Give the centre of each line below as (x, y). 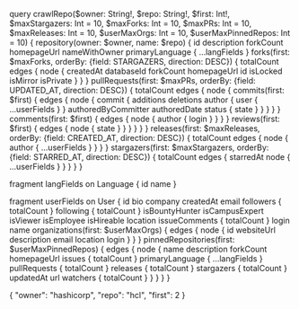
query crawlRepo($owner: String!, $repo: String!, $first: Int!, (120, 14)
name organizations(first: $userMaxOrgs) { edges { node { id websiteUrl (143, 230)
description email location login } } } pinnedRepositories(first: (122, 239)
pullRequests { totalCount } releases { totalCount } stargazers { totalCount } (148, 268)
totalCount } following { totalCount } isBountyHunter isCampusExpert (136, 211)
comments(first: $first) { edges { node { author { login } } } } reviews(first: (145, 119)
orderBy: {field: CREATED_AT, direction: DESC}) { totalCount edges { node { (149, 138)
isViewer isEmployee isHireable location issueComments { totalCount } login (149, 221)
